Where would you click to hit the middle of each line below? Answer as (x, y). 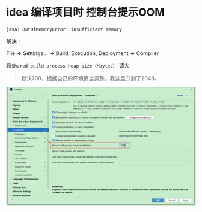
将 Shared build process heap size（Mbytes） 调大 (68, 65)
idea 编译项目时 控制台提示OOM (85, 12)
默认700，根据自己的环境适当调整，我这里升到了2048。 (90, 78)
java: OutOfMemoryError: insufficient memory (64, 29)
